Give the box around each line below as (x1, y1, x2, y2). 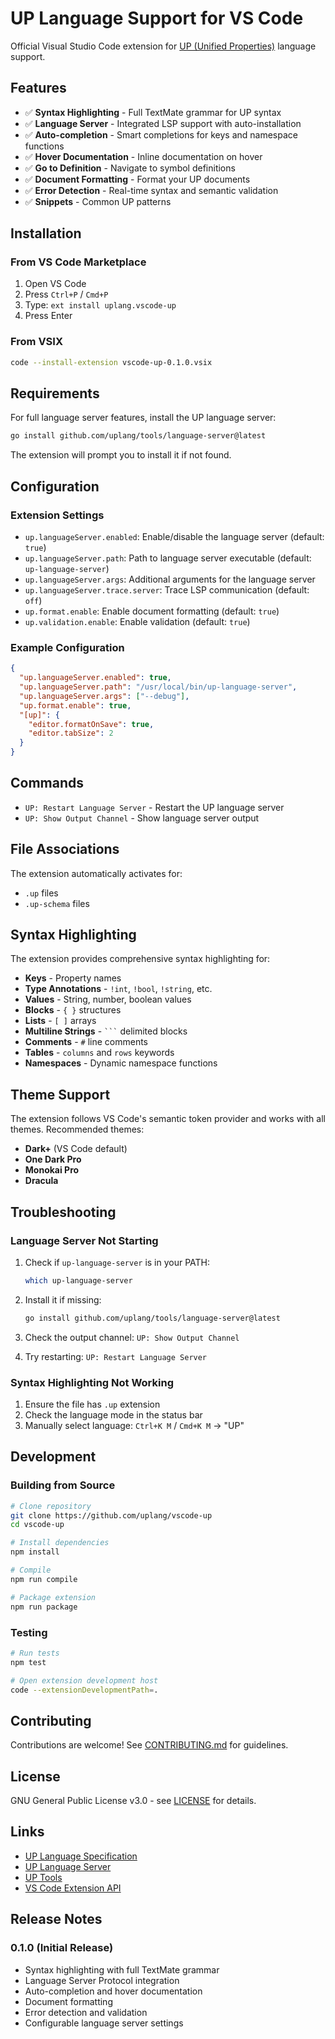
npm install (10, 1547, 60, 1557)
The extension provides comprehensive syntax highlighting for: (10, 953, 271, 965)
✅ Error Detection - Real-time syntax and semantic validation (24, 184, 279, 196)
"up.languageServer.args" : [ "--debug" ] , (19, 691, 190, 701)
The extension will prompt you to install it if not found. (10, 449, 232, 461)
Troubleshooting (10, 1203, 117, 1221)
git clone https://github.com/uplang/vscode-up (10, 1510, 213, 1521)
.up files (24, 887, 59, 899)
